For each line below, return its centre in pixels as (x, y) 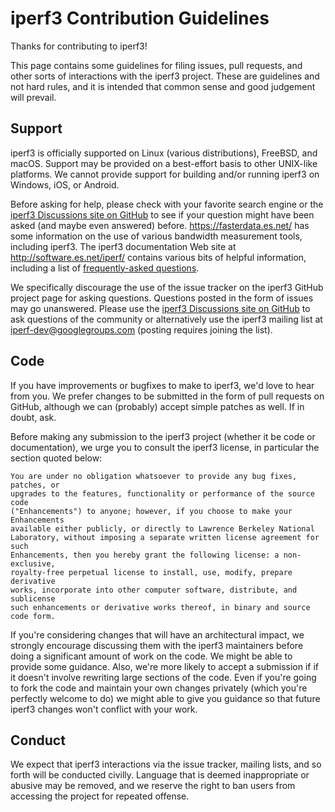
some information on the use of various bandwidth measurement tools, (156, 236)
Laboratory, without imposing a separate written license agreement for (165, 537)
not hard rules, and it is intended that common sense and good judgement (163, 86)
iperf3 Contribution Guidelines (140, 18)
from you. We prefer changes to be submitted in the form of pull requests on (167, 396)
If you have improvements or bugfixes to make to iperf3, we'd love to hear (162, 385)
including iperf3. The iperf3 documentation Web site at (123, 246)
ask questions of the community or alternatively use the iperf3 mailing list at (166, 319)
